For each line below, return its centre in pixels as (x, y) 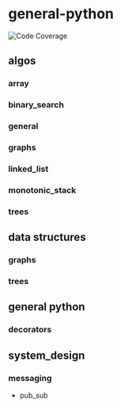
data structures (47, 237)
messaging (30, 378)
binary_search (36, 105)
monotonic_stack (42, 190)
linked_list (28, 169)
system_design (47, 355)
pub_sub (34, 395)
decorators (30, 329)
